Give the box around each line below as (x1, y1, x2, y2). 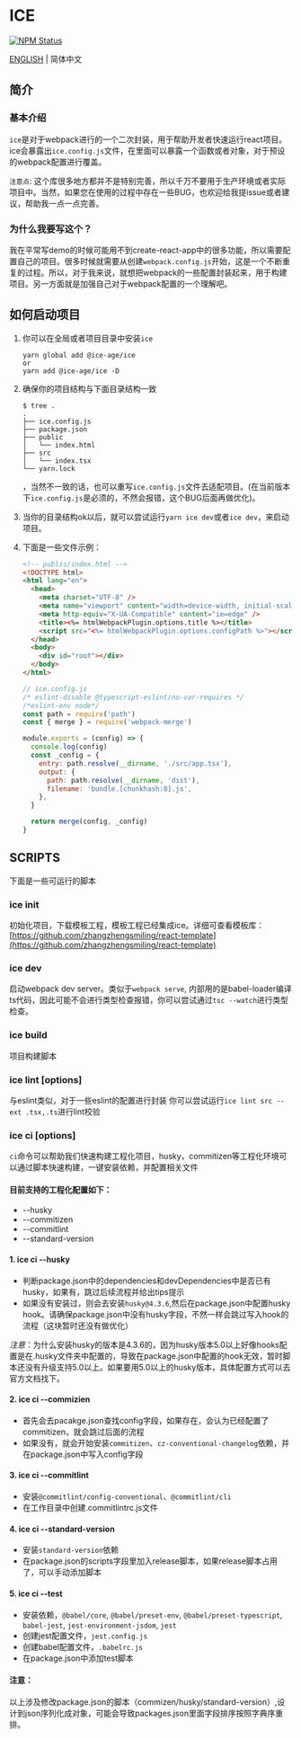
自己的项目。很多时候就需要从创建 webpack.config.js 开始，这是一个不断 (16, 255, 283, 266)
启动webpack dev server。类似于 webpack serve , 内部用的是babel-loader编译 (9, 983, 292, 994)
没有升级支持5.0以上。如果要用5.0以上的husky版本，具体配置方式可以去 (24, 1361, 291, 1372)
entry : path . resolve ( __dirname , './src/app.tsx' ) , (39, 758, 233, 768)
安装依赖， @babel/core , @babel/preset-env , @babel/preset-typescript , (22, 1609, 283, 1620)
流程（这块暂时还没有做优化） (22, 1320, 133, 1331)
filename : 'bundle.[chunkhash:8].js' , (46, 784, 192, 794)
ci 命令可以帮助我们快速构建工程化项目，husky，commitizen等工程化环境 (9, 1151, 280, 1162)
